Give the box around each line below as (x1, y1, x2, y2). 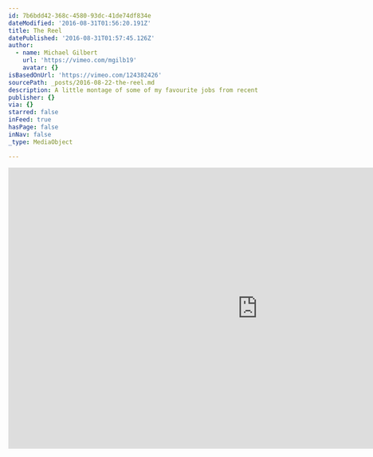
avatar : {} (22, 64, 59, 72)
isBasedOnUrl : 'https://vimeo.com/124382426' (8, 71, 162, 79)
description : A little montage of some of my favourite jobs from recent (8, 85, 259, 94)
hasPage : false (8, 123, 59, 131)
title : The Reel (8, 26, 62, 34)
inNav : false (8, 130, 52, 138)
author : (8, 42, 34, 50)
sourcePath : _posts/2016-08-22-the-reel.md (8, 78, 155, 86)
